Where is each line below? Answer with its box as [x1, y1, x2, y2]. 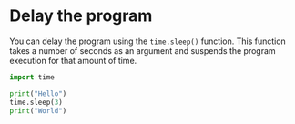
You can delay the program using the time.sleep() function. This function [9, 36, 287, 46]
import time [9, 72, 55, 82]
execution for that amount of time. [9, 55, 137, 66]
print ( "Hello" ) [9, 88, 67, 98]
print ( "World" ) [9, 106, 67, 115]
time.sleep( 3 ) [9, 98, 64, 107]
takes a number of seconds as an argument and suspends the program [9, 45, 276, 56]
